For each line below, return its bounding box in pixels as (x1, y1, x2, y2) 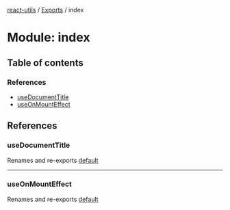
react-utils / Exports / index (7, 6, 84, 14)
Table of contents (7, 57, 84, 68)
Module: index (7, 30, 90, 45)
